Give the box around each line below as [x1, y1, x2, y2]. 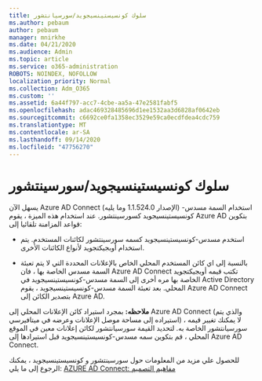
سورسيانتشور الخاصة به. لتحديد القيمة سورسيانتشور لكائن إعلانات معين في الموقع [9, 324, 248, 333]
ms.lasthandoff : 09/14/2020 [9, 135, 101, 144]
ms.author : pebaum [9, 19, 69, 27]
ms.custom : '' [9, 92, 56, 100]
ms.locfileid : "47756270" [9, 143, 93, 151]
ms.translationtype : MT [9, 121, 87, 129]
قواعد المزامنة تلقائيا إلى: [9, 219, 82, 229]
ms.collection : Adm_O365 [9, 84, 90, 93]
